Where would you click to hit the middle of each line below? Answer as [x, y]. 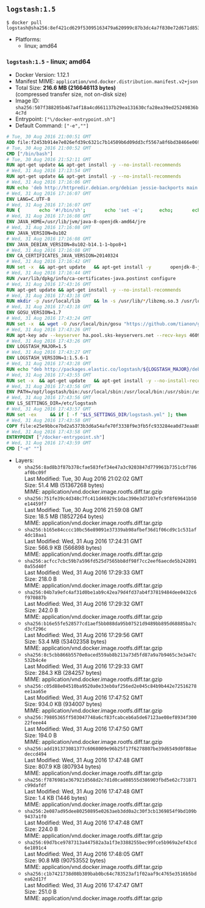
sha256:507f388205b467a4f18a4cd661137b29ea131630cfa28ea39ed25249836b [107, 108]
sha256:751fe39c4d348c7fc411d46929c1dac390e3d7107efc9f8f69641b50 [110, 499]
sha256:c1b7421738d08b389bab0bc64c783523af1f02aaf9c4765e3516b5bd [110, 874]
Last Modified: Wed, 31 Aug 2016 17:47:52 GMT [84, 697]
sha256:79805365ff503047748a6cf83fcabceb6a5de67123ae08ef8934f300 [110, 718]
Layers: [24, 461]
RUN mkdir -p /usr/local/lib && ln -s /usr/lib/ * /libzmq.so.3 [92, 301]
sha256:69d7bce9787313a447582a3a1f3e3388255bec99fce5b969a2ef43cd [110, 843]
